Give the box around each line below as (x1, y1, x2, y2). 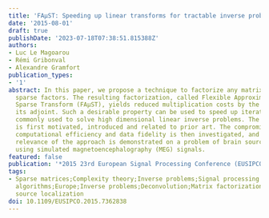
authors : (8, 42, 38, 50)
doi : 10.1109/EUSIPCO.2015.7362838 (8, 197, 127, 205)
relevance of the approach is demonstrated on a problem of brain (15, 137, 242, 146)
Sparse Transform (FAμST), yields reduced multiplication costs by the (15, 101, 260, 109)
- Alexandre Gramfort (8, 64, 81, 72)
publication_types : (8, 71, 74, 79)
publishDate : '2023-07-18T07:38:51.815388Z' (8, 34, 159, 42)
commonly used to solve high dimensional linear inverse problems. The (15, 116, 260, 124)
